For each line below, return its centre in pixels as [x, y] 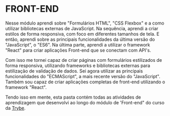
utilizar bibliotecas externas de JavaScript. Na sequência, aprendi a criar [82, 28]
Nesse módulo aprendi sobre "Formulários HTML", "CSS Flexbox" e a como [85, 23]
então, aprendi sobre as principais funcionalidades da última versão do [80, 39]
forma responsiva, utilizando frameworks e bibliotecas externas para [78, 65]
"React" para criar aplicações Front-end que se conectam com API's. [78, 50]
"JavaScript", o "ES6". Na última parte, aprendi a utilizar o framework [78, 44]
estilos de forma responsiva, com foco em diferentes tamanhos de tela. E [82, 34]
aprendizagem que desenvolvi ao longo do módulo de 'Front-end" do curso [85, 102]
